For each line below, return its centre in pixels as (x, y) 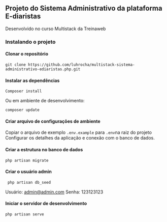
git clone (16, 65)
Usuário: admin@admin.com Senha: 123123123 (54, 192)
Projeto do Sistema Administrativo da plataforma (84, 8)
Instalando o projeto (30, 42)
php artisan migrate (27, 160)
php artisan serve (25, 214)
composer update (22, 110)
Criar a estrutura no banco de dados (44, 149)
